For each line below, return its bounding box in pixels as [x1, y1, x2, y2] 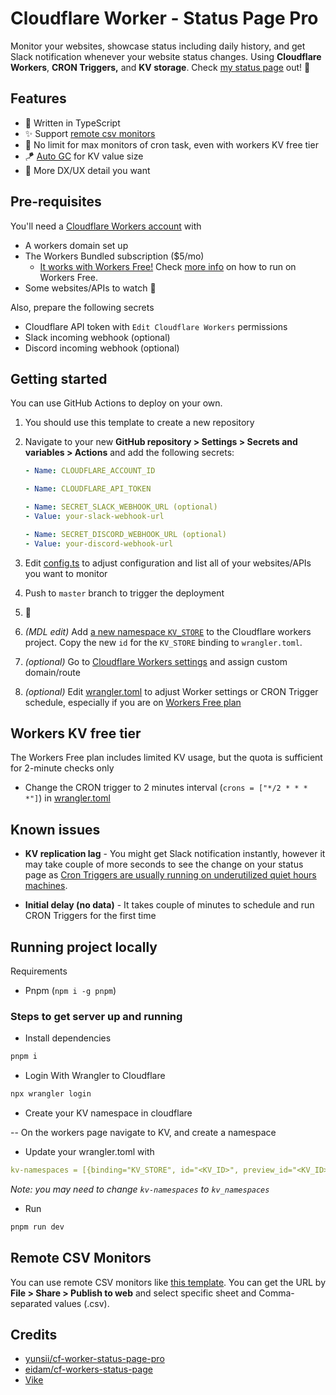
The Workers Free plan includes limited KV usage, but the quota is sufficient [10, 752, 323, 764]
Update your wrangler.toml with [24, 1146, 155, 1158]
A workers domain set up [24, 239, 129, 251]
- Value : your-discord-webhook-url [24, 538, 174, 549]
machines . [24, 880, 68, 892]
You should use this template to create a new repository [24, 417, 255, 429]
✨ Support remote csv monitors [24, 127, 156, 139]
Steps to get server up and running [10, 1009, 183, 1023]
